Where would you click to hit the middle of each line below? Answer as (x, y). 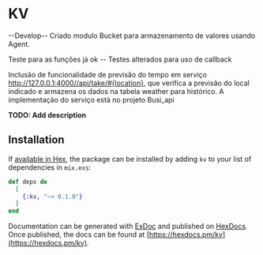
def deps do (28, 182)
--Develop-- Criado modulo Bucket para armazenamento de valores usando (132, 36)
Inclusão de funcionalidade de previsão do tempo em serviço (108, 74)
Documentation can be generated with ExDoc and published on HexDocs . (128, 227)
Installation (36, 140)
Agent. (19, 43)
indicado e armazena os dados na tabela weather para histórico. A (116, 91)
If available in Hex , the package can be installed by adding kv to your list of (130, 159)
